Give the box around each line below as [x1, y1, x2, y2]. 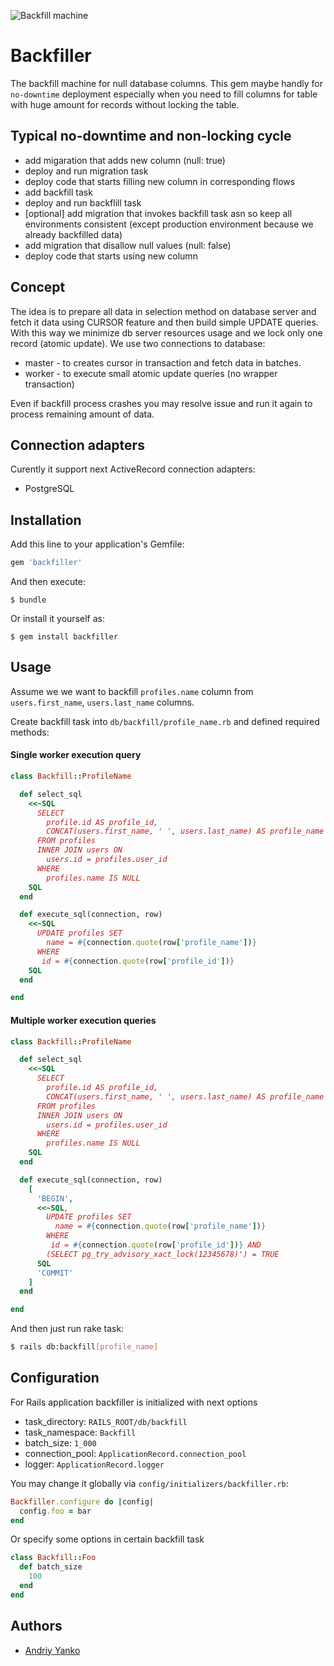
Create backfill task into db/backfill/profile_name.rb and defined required [10, 715, 320, 727]
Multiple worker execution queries [10, 1014, 157, 1026]
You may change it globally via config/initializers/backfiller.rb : [10, 1477, 289, 1489]
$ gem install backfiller [10, 632, 118, 642]
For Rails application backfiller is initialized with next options [10, 1396, 258, 1408]
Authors [10, 1618, 63, 1635]
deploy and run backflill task [24, 196, 142, 209]
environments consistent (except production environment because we [24, 218, 314, 230]
